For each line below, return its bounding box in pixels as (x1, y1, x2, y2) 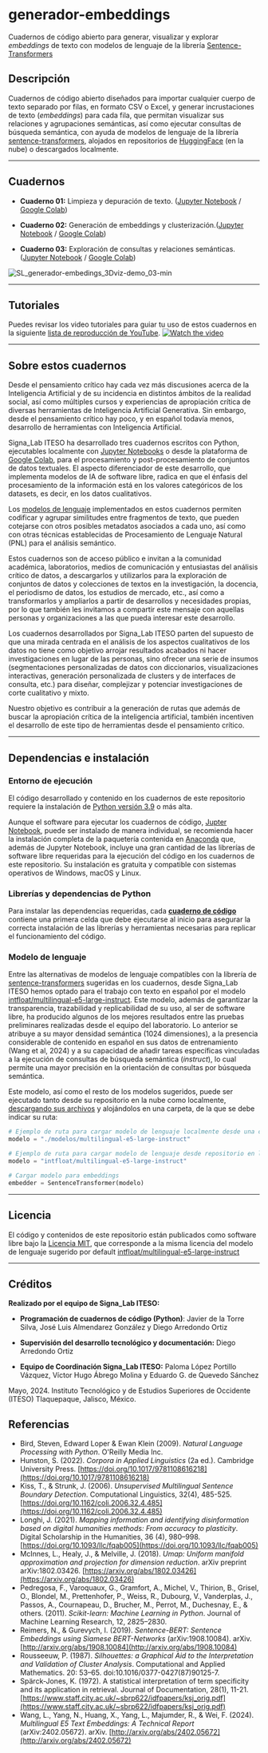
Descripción (8, 72, 70, 85)
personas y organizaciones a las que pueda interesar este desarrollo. (8, 613, 235, 623)
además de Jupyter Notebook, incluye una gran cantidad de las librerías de (8, 843, 255, 852)
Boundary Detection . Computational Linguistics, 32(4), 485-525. (19, 1489, 233, 1499)
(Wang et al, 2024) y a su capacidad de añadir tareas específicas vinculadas (8, 1046, 260, 1056)
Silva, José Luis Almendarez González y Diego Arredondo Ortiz (19, 1323, 228, 1332)
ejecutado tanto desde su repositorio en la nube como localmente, (8, 1096, 227, 1105)
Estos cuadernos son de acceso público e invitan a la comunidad (8, 553, 222, 564)
